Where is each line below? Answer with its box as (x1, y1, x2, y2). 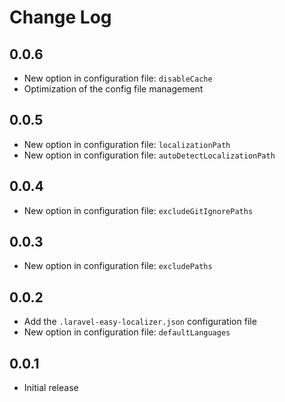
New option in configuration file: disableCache (23, 72, 213, 84)
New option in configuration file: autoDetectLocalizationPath (23, 149, 276, 161)
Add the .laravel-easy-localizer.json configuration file (23, 316, 257, 328)
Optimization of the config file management (23, 83, 204, 95)
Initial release (23, 382, 79, 394)
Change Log (9, 6, 112, 29)
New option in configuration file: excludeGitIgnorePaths (23, 204, 254, 216)
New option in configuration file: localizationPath (23, 138, 231, 150)
